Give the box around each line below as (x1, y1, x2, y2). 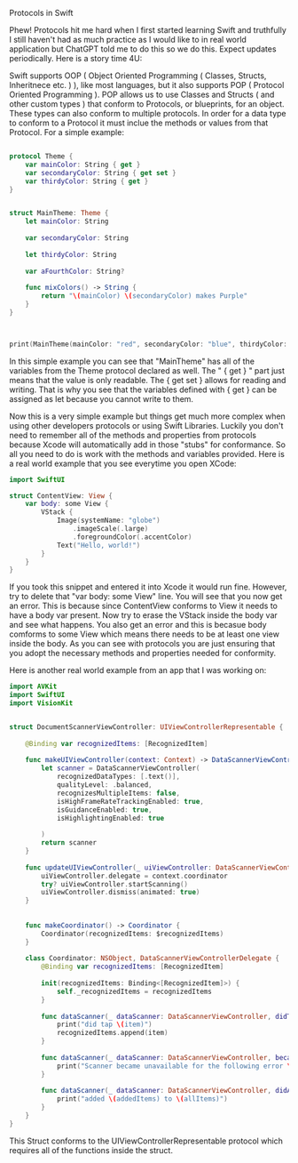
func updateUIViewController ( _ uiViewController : (25, 862, 213, 872)
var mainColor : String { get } (25, 160, 141, 169)
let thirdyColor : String (25, 250, 117, 259)
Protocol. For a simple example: (9, 127, 124, 137)
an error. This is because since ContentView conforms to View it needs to (9, 600, 278, 612)
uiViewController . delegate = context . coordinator (41, 871, 228, 880)
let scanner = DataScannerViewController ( (41, 764, 200, 773)
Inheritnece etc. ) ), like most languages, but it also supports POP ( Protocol (9, 80, 285, 90)
